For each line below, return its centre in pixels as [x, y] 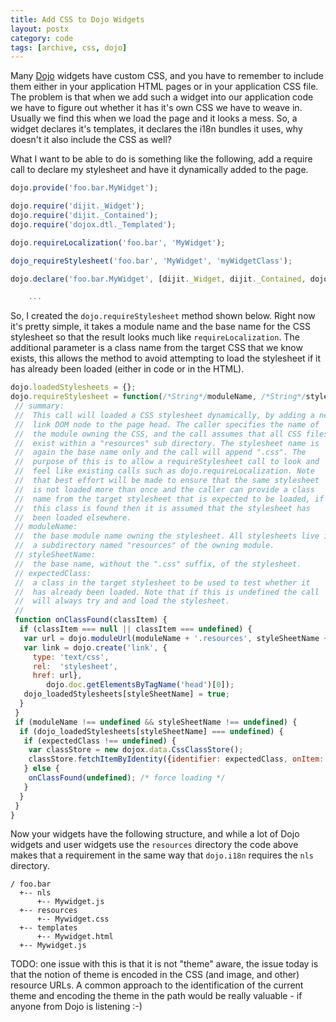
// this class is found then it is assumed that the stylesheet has [162, 508]
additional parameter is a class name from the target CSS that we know [156, 348]
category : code [42, 38]
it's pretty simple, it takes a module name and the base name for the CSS [160, 327]
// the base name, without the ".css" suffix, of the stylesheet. [158, 564]
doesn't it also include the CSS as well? [91, 140]
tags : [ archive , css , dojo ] [69, 47]
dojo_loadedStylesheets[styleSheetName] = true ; [126, 694]
